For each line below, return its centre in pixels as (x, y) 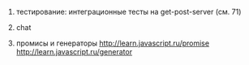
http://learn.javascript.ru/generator (74, 52)
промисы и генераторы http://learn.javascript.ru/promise (112, 43)
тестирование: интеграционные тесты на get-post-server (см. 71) (129, 12)
